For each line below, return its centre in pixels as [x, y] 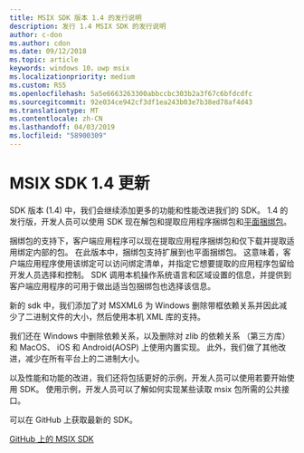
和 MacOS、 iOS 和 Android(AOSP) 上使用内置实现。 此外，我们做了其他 [144, 347]
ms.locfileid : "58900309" [58, 136]
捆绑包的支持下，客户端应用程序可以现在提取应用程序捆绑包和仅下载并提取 [148, 240]
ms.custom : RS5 [38, 85]
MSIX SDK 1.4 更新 [80, 183]
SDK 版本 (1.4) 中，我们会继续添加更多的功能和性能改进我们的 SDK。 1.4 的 [149, 210]
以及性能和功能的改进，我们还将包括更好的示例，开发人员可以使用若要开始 [148, 378]
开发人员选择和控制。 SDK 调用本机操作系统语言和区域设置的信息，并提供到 [151, 275]
